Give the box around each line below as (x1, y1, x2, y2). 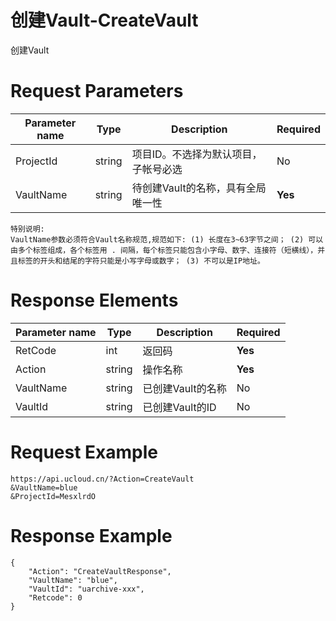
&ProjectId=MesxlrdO (10, 491, 97, 501)
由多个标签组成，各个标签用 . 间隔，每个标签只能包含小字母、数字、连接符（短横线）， (10, 245, 318, 255)
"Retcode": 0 (28, 592, 83, 603)
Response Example (10, 524, 173, 547)
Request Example (10, 441, 158, 463)
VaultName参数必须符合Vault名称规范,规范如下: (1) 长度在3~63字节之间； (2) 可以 (10, 234, 324, 245)
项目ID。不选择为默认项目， (131, 147, 263, 161)
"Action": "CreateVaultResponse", (28, 566, 172, 576)
